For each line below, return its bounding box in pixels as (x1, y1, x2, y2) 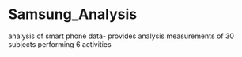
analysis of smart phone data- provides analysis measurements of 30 (8, 31, 235, 41)
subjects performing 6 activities (8, 39, 112, 48)
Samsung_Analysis (8, 5, 137, 23)
